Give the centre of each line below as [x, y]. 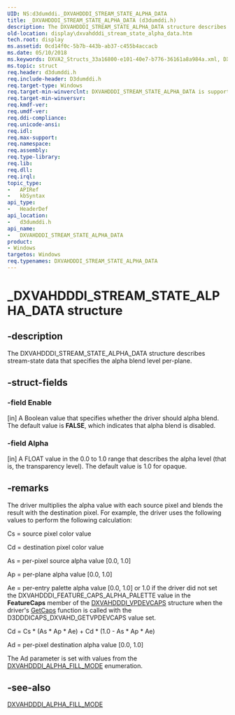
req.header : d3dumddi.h [42, 72]
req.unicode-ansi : [34, 124]
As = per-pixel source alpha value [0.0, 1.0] [69, 560]
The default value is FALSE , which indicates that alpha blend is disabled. [112, 425]
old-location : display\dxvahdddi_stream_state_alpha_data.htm [100, 33]
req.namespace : [29, 144]
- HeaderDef [28, 209]
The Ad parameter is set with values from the [72, 658]
